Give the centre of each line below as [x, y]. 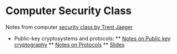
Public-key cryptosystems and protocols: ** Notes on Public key [92, 38]
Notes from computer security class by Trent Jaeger [69, 27]
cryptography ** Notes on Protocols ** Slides [69, 45]
